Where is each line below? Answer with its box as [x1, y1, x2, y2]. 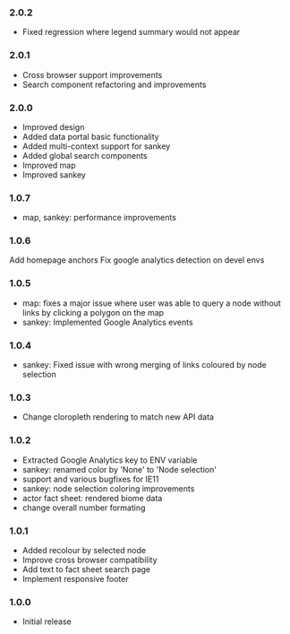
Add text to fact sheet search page [21, 563, 151, 575]
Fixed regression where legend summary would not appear [21, 27, 241, 38]
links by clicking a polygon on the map [21, 307, 164, 317]
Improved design [21, 121, 85, 132]
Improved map [21, 160, 76, 170]
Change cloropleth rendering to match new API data [21, 412, 215, 422]
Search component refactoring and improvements [21, 79, 207, 90]
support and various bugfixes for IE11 [21, 473, 159, 484]
